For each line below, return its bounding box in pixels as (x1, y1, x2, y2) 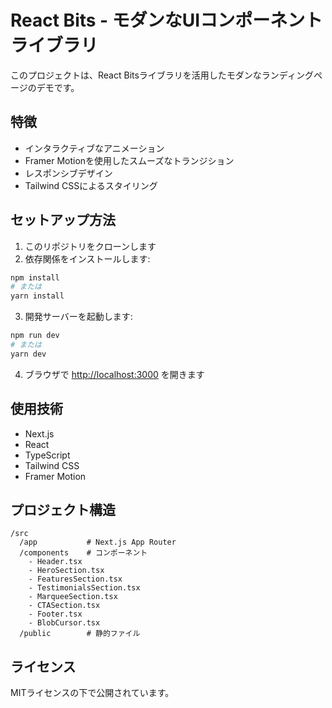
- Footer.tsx (28, 609, 83, 620)
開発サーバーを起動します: (24, 311, 133, 323)
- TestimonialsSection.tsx (28, 583, 141, 593)
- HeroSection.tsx (28, 566, 105, 576)
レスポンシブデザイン (24, 167, 113, 179)
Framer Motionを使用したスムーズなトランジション (24, 154, 235, 166)
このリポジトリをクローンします (24, 240, 157, 252)
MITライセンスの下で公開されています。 (10, 687, 175, 699)
